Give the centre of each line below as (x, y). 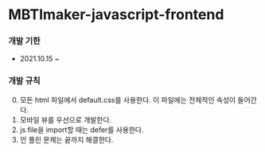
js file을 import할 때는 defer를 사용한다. (82, 130)
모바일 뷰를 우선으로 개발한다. (66, 119)
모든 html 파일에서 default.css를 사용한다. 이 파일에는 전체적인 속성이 (128, 99)
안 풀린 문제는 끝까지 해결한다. (66, 139)
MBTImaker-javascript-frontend (116, 15)
